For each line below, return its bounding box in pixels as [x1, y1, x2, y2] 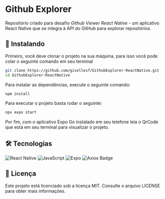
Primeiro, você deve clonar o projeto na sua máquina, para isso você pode [5, 53, 158, 59]
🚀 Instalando [5, 40, 45, 48]
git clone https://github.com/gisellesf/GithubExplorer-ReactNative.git [5, 68, 160, 73]
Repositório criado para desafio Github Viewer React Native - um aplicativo [5, 20, 160, 26]
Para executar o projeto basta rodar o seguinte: [5, 100, 102, 106]
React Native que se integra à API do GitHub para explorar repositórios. [5, 25, 152, 31]
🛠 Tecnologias [5, 139, 52, 148]
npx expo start [5, 110, 37, 115]
